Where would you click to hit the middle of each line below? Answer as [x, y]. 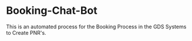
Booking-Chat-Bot [52, 11]
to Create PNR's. [26, 32]
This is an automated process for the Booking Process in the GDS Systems [96, 27]
